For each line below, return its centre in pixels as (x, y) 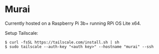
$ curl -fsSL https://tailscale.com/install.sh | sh (62, 42)
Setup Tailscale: (22, 33)
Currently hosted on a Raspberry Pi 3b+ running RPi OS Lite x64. (73, 23)
